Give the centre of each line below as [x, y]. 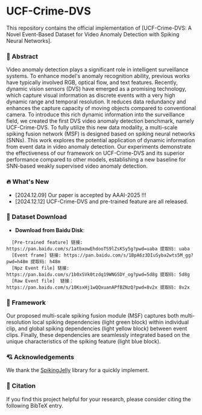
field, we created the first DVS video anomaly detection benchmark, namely [100, 121]
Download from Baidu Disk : [50, 230]
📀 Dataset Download [37, 217]
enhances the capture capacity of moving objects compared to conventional [101, 108]
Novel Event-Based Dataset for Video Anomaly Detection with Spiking [93, 34]
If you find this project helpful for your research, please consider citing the [99, 399]
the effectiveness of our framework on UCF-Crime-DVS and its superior [96, 153]
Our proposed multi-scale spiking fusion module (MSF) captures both [93, 316]
